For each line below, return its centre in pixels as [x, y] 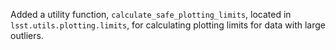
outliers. [27, 35]
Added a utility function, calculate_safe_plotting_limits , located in [151, 14]
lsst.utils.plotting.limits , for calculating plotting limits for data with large [168, 25]
